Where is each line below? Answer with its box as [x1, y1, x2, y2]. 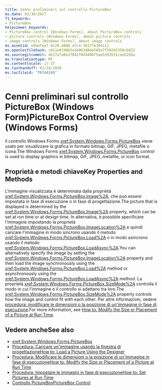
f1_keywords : [5, 16, 31, 21]
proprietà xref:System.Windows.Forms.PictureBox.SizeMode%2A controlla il [5, 281, 157, 287]
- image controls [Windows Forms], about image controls [5, 39, 122, 44]
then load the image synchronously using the [5, 260, 95, 266]
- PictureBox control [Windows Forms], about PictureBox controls [5, 30, 142, 34]
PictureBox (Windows [5, 101, 94, 113]
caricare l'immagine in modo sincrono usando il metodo [5, 229, 116, 235]
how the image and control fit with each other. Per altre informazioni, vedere [5, 296, 157, 302]
